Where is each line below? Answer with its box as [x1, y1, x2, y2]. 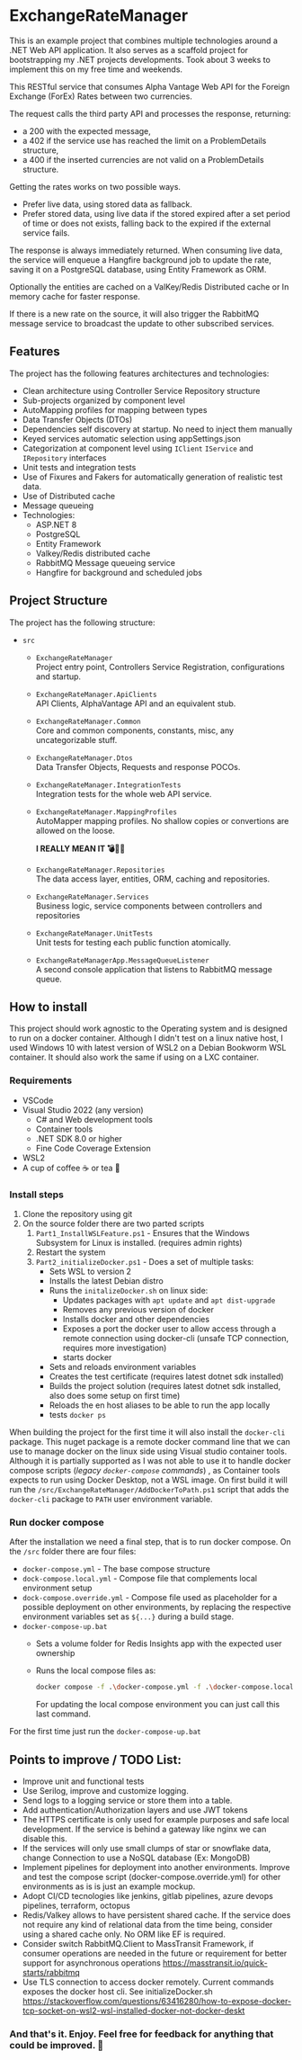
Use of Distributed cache [22, 490, 115, 501]
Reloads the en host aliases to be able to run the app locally [49, 1400, 271, 1411]
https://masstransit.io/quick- [162, 1957, 268, 1968]
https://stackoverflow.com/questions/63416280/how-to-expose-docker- [22, 1995, 292, 2006]
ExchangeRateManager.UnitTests [35, 928, 154, 938]
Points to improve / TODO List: [9, 1751, 182, 1768]
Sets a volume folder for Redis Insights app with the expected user [35, 1638, 282, 1649]
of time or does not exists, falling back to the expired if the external [22, 218, 271, 228]
